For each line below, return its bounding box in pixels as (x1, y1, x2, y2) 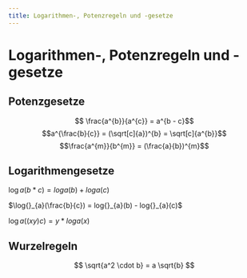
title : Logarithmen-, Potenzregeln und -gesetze (8, 11, 173, 20)
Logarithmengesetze (8, 165, 114, 178)
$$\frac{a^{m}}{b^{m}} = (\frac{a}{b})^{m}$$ (59, 141, 209, 150)
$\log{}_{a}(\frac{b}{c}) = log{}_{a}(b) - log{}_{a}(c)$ (8, 201, 182, 210)
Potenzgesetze (8, 95, 86, 109)
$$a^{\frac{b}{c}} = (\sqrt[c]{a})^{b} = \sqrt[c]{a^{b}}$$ (42, 129, 227, 138)
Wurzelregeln (8, 239, 78, 252)
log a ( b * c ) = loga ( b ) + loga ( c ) (8, 185, 110, 195)
